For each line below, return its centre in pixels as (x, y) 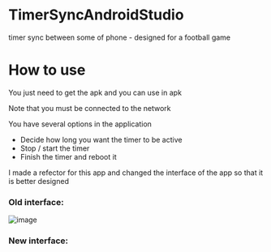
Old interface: (36, 202)
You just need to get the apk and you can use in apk (95, 92)
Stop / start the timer (55, 148)
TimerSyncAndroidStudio (96, 15)
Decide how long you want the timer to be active (101, 139)
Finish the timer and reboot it (68, 156)
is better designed (39, 181)
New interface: (39, 241)
